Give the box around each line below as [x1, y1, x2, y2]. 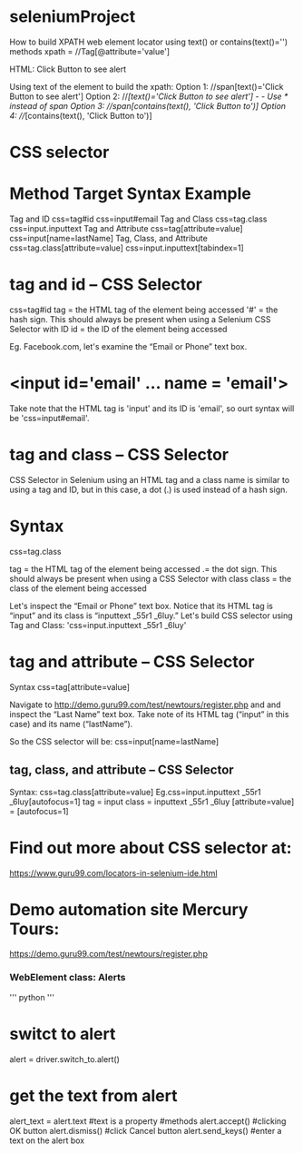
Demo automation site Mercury [9, 899, 249, 920]
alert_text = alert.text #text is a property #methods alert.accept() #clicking [9, 1115, 287, 1127]
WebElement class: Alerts [9, 971, 126, 984]
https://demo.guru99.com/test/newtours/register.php [9, 949, 209, 960]
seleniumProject [9, 6, 136, 27]
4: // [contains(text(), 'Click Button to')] [9, 110, 152, 121]
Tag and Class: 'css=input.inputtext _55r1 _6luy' [9, 619, 187, 630]
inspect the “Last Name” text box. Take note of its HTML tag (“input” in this [9, 708, 289, 719]
